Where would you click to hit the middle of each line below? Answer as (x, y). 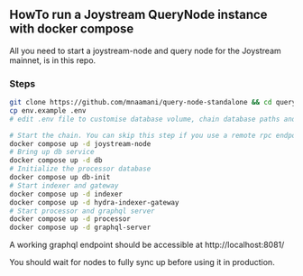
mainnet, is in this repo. (53, 60)
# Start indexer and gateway (64, 185)
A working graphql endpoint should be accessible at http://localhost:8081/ (147, 245)
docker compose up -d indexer (66, 194)
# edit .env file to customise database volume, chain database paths (145, 119)
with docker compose (72, 29)
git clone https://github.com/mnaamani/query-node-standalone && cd (141, 103)
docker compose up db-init (60, 178)
